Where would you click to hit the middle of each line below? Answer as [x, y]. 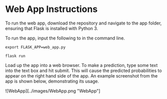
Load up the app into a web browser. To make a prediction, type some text [82, 65]
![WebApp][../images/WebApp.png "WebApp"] [53, 90]
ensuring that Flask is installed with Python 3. [52, 28]
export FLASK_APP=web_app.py [35, 47]
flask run [15, 56]
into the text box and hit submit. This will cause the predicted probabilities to [83, 70]
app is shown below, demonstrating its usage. [52, 81]
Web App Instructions [52, 9]
